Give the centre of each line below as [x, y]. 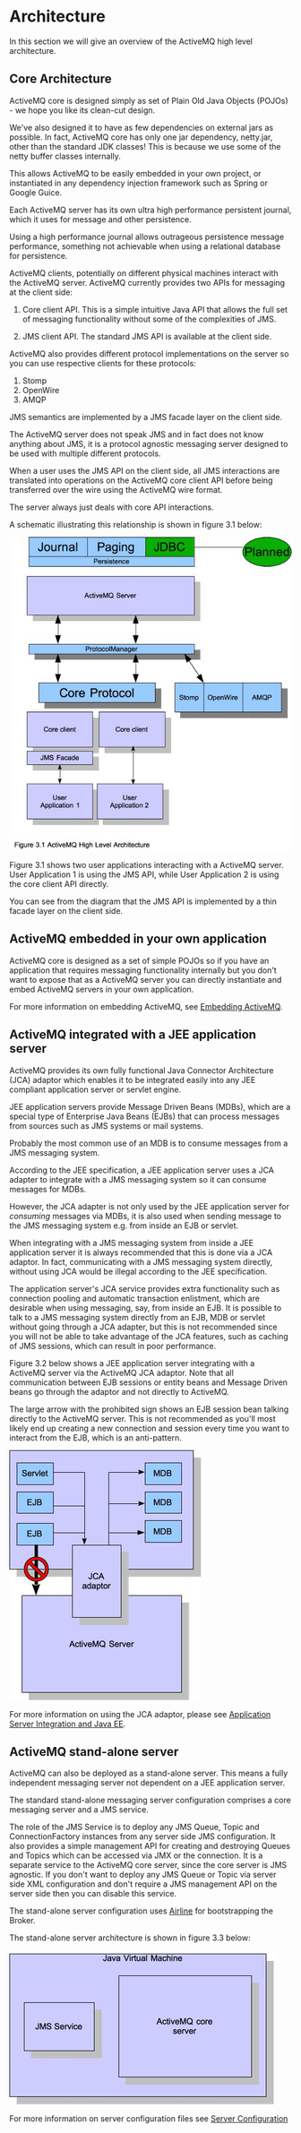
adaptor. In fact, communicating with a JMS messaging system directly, [141, 1261]
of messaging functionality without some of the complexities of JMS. [149, 319]
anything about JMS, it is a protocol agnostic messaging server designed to [149, 443]
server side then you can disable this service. [93, 1894]
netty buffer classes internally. [65, 156]
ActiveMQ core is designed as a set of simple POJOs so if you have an [139, 960]
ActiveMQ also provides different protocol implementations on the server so [149, 353]
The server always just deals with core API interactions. [112, 507]
